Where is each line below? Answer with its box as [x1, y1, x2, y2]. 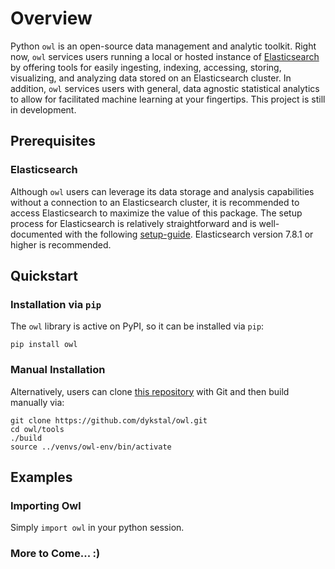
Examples [10, 469, 73, 486]
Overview [10, 7, 93, 30]
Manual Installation [10, 363, 106, 377]
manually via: [10, 396, 65, 408]
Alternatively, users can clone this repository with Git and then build [10, 385, 290, 397]
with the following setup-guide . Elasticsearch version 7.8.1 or [64, 228, 314, 240]
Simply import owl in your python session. [10, 522, 185, 534]
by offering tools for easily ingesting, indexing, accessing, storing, [10, 61, 282, 73]
